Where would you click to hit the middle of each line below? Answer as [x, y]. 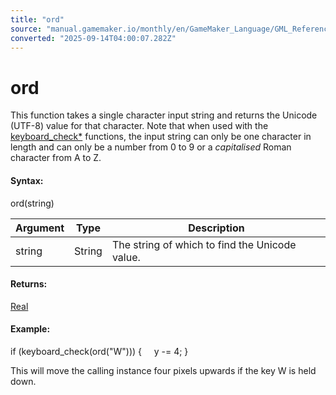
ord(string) [32, 203]
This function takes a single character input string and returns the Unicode [164, 115]
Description [216, 228]
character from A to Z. [56, 158]
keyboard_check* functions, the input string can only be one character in [161, 137]
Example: [30, 329]
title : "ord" [37, 19]
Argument [40, 228]
